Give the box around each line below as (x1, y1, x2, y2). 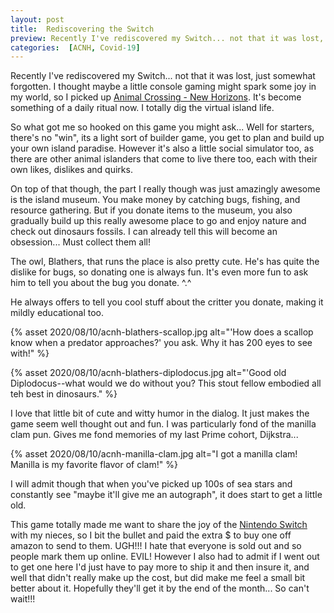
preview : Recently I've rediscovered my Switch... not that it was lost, (10, 33, 325, 43)
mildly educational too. (10, 307, 104, 319)
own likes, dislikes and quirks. (10, 164, 133, 176)
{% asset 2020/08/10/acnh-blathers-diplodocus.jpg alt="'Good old (10, 367, 287, 379)
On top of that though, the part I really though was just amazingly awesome (10, 183, 321, 195)
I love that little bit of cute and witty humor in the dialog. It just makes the (10, 407, 310, 420)
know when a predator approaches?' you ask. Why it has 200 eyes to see (10, 337, 313, 349)
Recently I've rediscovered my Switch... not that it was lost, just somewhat (10, 70, 316, 82)
